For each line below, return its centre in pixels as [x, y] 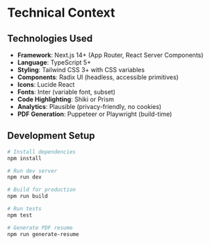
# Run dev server [32, 171]
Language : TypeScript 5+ [54, 62]
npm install [24, 158]
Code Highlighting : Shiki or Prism [66, 99]
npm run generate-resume [43, 234]
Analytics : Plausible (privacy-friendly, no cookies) [89, 107]
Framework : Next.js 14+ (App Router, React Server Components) [110, 55]
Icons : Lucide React [46, 84]
